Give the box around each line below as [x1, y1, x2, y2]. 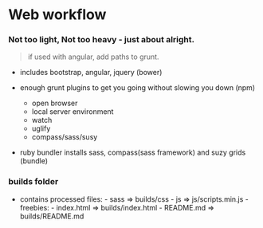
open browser [31, 98, 78, 108]
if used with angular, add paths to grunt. [27, 52, 159, 61]
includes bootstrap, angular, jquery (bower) [19, 68, 163, 77]
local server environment [31, 107, 114, 116]
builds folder [8, 176, 59, 187]
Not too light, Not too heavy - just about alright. [8, 34, 195, 45]
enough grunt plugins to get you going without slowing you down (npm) [19, 83, 256, 92]
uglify [31, 124, 51, 133]
